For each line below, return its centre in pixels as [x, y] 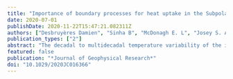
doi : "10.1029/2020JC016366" [49, 65]
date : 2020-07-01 [32, 20]
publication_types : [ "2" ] [44, 39]
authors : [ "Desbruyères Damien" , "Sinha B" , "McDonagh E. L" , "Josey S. [114, 33]
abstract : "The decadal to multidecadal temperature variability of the [114, 45]
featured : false [31, 52]
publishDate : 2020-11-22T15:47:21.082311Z [69, 26]
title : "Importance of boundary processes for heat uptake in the [105, 13]
